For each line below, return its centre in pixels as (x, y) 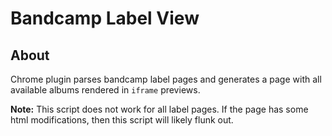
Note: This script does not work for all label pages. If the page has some (159, 109)
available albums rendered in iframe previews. (105, 90)
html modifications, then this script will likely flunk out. (122, 120)
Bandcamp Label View (105, 18)
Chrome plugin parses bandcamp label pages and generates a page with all (166, 79)
